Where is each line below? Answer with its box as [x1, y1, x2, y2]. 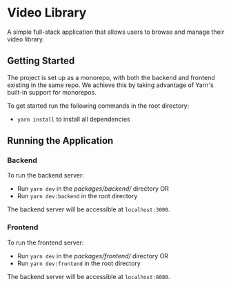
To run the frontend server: [7, 238, 84, 247]
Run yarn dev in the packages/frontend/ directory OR [17, 251, 169, 260]
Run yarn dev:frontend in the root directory [17, 259, 141, 267]
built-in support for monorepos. [7, 88, 97, 96]
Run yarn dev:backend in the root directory [17, 192, 138, 200]
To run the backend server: [7, 171, 84, 180]
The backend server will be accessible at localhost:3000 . [7, 205, 170, 213]
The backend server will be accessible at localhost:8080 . [7, 272, 170, 280]
